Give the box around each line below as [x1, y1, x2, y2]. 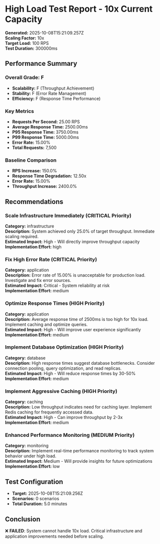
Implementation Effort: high [5, 244, 62, 249]
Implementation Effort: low [5, 464, 60, 469]
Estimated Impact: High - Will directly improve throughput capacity [5, 239, 140, 244]
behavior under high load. [5, 453, 57, 459]
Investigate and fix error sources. [5, 278, 71, 283]
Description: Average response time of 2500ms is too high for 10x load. [5, 316, 149, 322]
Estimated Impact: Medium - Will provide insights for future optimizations [5, 458, 153, 464]
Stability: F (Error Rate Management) [12, 90, 86, 96]
